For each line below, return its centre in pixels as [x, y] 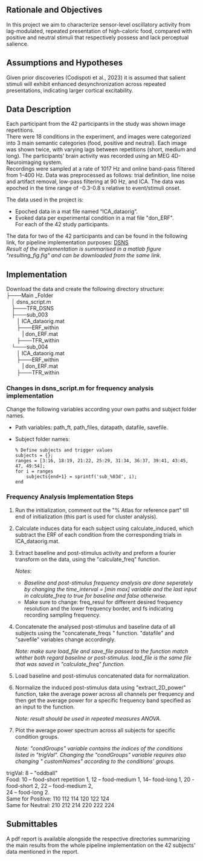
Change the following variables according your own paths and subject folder [101, 409]
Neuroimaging [24, 162]
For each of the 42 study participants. [62, 224]
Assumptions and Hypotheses [65, 63]
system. [53, 162]
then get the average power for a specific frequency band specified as [103, 700]
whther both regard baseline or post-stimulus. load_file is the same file [103, 657]
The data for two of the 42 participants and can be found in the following [97, 236]
